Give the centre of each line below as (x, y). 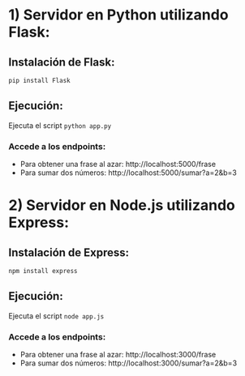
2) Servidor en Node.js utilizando (122, 205)
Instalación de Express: (69, 252)
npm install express (43, 271)
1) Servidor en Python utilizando (118, 15)
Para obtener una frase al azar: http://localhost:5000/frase (118, 164)
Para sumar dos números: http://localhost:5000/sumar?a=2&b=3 (128, 173)
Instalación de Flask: (62, 62)
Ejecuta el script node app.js (56, 316)
